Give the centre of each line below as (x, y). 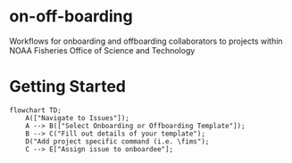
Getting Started (68, 87)
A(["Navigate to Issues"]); (77, 118)
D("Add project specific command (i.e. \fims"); (117, 141)
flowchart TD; (36, 110)
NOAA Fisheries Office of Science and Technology (102, 50)
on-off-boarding (71, 16)
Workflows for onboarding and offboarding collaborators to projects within (146, 41)
